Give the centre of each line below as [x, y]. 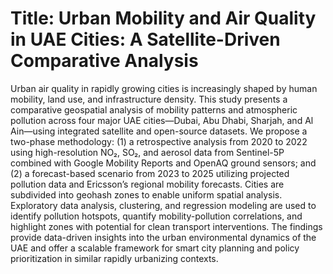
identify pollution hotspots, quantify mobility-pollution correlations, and [156, 216]
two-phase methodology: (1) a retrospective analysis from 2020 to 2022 [159, 141]
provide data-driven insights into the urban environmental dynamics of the [163, 237]
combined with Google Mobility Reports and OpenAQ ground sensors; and [163, 163]
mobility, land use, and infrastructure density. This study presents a [149, 99]
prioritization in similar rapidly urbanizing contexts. [114, 258]
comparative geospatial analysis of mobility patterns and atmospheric [154, 109]
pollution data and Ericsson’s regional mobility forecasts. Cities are [147, 184]
